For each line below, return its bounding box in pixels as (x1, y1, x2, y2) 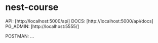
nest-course (5, 1, 59, 13)
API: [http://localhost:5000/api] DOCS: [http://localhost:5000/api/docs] (5, 18, 153, 24)
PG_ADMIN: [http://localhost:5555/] (5, 23, 80, 29)
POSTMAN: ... (5, 33, 34, 39)
